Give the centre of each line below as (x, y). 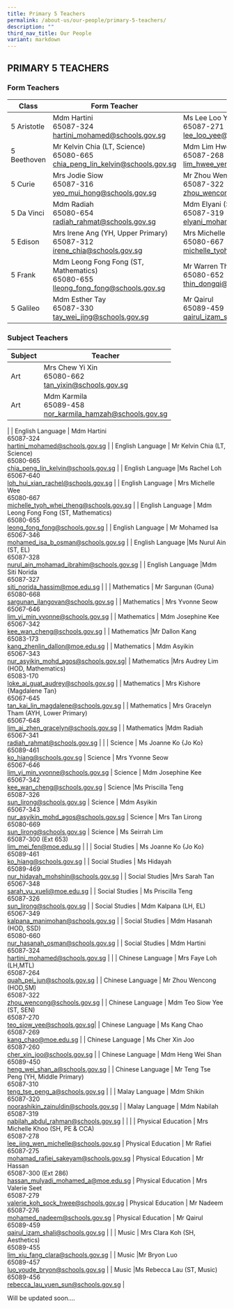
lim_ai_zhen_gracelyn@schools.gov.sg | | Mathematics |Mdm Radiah (105, 728)
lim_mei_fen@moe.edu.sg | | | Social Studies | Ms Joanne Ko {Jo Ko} (106, 847)
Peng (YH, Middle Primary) (46, 1077)
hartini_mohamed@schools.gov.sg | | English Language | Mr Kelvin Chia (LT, (117, 446)
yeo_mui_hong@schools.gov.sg (104, 193)
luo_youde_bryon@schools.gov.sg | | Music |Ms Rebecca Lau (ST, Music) (112, 1270)
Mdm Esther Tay (79, 299)
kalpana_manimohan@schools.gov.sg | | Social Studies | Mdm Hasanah (110, 921)
